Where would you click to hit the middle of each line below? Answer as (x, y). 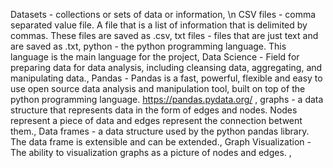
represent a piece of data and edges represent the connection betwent (156, 120)
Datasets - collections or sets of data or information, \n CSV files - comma (163, 14)
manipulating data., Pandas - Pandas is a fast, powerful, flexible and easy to (166, 78)
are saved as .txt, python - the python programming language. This (148, 46)
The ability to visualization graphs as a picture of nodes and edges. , (151, 152)
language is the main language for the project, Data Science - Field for (155, 57)
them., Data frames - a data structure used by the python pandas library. (160, 131)
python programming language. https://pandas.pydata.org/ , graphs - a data (167, 99)
